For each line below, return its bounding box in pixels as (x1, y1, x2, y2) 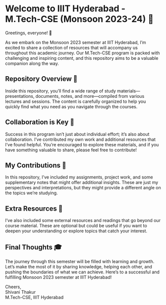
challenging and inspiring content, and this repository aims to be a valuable (5, 55, 159, 61)
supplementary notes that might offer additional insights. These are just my (5, 179, 159, 185)
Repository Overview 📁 (5, 75, 78, 83)
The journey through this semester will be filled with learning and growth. (5, 259, 155, 264)
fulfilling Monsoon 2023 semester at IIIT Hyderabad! (5, 274, 112, 280)
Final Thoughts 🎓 (5, 243, 62, 251)
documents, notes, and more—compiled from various (35, 93, 145, 99)
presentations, (5, 93, 35, 99)
